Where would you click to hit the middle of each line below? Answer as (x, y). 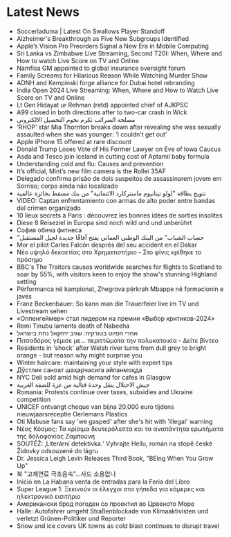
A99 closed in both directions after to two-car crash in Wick (102, 112)
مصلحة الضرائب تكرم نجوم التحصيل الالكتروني (76, 119)
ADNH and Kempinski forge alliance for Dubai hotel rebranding (105, 82)
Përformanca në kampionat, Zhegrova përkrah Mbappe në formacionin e (120, 289)
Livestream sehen (42, 311)
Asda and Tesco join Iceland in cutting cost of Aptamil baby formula (113, 156)
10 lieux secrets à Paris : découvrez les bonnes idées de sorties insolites (119, 215)
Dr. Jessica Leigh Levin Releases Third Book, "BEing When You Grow (115, 458)
